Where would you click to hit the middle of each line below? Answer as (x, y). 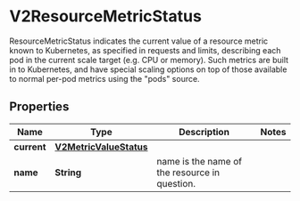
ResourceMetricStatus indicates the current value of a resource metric (139, 41)
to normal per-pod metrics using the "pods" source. (104, 78)
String (68, 173)
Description (204, 132)
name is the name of (200, 161)
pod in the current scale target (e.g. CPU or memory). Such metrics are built (149, 60)
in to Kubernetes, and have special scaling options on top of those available (148, 69)
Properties (39, 107)
